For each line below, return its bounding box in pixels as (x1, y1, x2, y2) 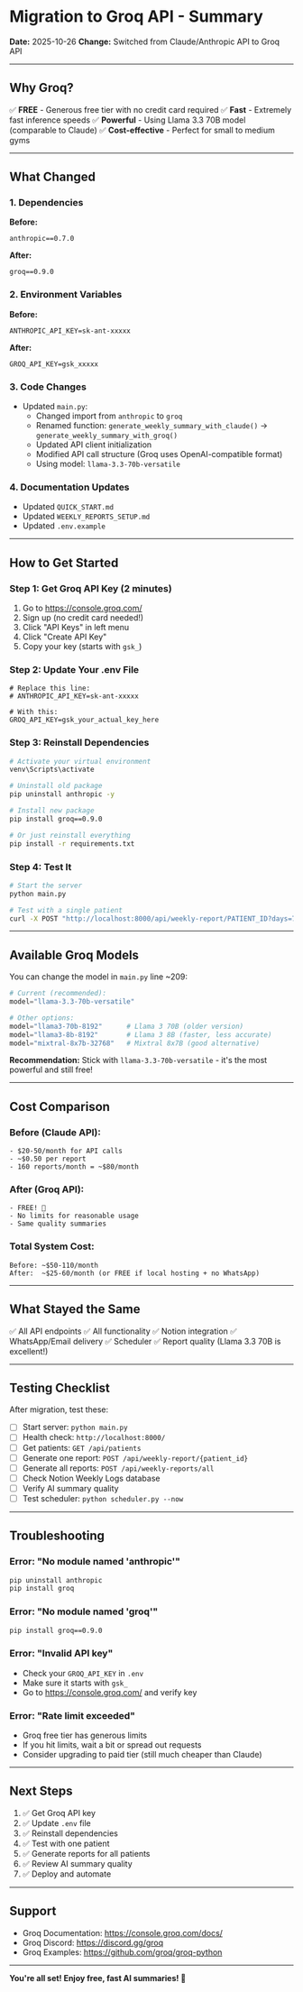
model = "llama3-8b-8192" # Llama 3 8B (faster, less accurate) (9, 1030, 272, 1039)
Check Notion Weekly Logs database (22, 1473, 161, 1483)
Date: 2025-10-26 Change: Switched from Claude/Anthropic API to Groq (9, 36, 280, 47)
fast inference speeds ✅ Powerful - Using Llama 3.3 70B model (9, 115, 246, 125)
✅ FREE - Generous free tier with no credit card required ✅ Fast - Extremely (9, 104, 292, 115)
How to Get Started (9, 555, 119, 570)
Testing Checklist (9, 1380, 110, 1395)
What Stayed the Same (9, 1301, 141, 1317)
